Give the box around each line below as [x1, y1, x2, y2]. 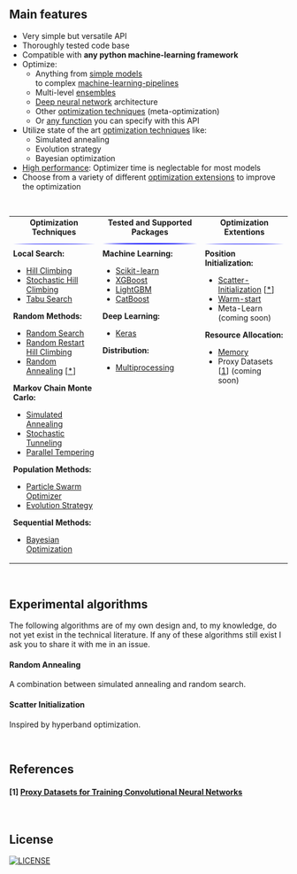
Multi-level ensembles [34, 87, 117, 97]
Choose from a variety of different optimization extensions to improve [21, 172, 276, 182]
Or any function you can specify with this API [34, 115, 201, 126]
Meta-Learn [217, 303, 263, 313]
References [9, 762, 74, 777]
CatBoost [115, 293, 150, 304]
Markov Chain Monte [12, 383, 93, 393]
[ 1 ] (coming [217, 365, 263, 375]
